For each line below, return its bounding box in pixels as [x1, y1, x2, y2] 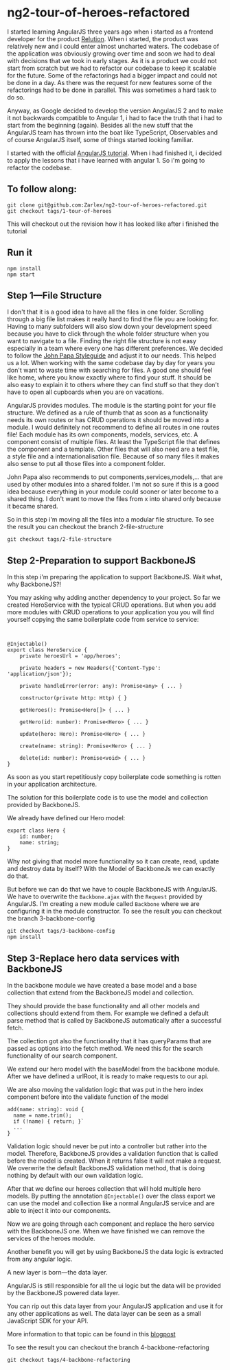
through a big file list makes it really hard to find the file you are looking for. [7, 315, 219, 323]
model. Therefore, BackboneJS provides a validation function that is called [7, 1150, 218, 1157]
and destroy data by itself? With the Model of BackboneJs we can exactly [7, 865, 216, 873]
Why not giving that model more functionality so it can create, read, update [7, 857, 220, 866]
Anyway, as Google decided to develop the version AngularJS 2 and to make [7, 106, 224, 115]
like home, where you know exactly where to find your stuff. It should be [7, 373, 211, 382]
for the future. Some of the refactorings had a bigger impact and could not [7, 71, 218, 80]
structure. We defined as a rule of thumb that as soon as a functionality [7, 408, 208, 417]
